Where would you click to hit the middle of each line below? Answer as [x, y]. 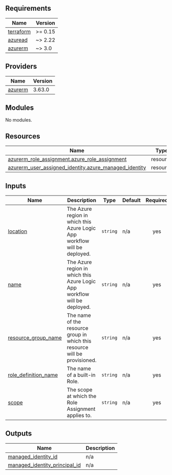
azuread [18, 39]
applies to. [79, 415]
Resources [23, 136]
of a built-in [81, 375]
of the [74, 322]
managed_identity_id [33, 457]
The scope [80, 390]
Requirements [28, 8]
